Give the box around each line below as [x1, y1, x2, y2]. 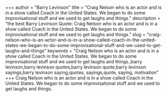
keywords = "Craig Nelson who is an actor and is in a [47, 48, 159, 54]
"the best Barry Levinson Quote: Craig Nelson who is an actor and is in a [5, 20, 158, 27]
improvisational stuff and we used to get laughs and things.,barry [5, 59, 142, 64]
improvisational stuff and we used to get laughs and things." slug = [5, 32, 146, 37]
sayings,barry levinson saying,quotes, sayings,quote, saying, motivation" [5, 69, 159, 76]
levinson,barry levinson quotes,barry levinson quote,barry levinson [5, 64, 147, 70]
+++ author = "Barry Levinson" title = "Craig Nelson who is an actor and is [5, 5, 162, 10]
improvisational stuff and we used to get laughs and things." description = [5, 15, 161, 21]
